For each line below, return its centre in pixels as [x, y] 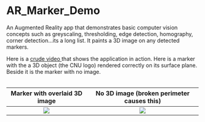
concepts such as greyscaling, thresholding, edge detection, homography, [100, 34]
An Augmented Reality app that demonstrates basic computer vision [92, 27]
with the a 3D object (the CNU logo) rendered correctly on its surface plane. [102, 65]
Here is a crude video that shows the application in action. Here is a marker [101, 59]
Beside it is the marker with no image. [54, 71]
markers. [17, 47]
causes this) [143, 101]
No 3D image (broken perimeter [143, 93]
